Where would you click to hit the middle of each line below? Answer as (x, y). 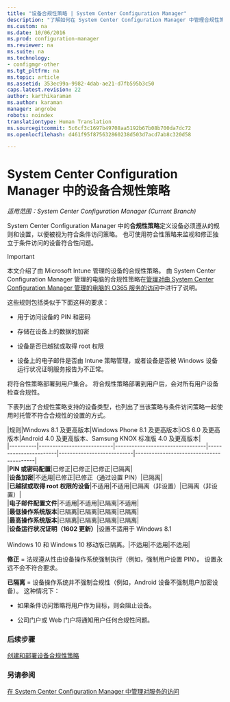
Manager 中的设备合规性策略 (89, 191)
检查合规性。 (25, 392)
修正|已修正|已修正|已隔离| (95, 469)
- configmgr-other (33, 64)
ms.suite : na (26, 52)
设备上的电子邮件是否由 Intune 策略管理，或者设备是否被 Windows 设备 (117, 361)
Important (21, 257)
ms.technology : (29, 58)
